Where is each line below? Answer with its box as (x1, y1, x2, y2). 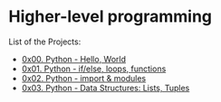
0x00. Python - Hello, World (21, 53, 127, 64)
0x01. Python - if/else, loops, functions (21, 63, 167, 74)
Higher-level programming (8, 6, 213, 27)
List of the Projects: (8, 36, 82, 47)
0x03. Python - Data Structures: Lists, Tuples (21, 82, 190, 93)
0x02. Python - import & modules (21, 72, 147, 83)
